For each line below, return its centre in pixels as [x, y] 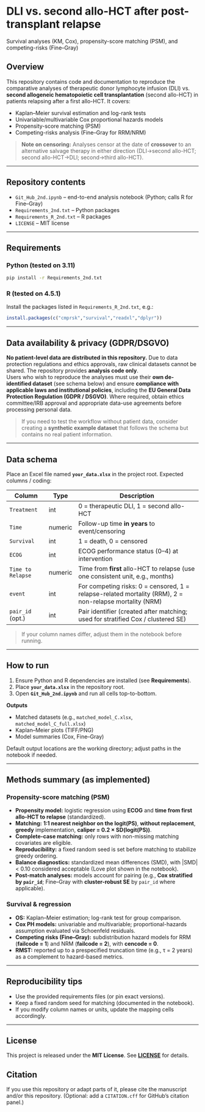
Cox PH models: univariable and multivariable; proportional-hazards [101, 924]
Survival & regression [39, 904]
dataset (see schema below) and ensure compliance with [106, 384]
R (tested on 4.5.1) [34, 293]
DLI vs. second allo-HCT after [82, 11]
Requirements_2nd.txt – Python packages [67, 210]
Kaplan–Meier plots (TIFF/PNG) [54, 730]
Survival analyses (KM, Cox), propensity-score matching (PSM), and [92, 41]
